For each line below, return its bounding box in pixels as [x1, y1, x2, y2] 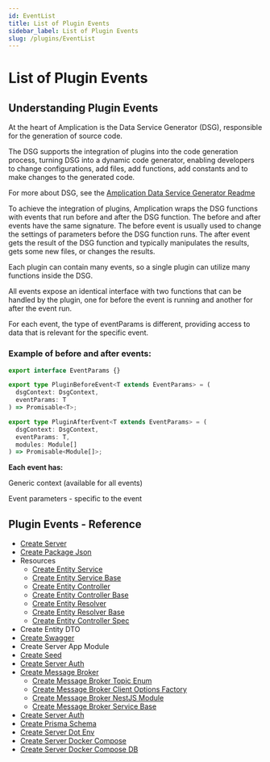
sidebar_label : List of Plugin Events [8, 27, 139, 35]
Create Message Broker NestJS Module [31, 693, 164, 703]
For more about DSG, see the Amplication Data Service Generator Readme [8, 188, 255, 198]
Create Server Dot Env [19, 727, 95, 737]
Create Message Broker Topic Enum [31, 676, 152, 686]
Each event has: [8, 463, 63, 472]
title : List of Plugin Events [8, 19, 110, 27]
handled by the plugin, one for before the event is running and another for [8, 295, 253, 305]
